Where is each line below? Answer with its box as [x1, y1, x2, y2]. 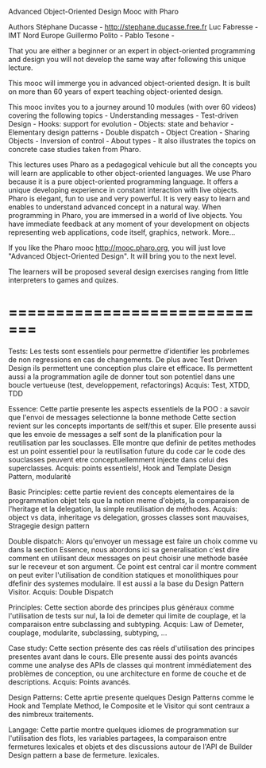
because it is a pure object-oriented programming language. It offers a [8, 177, 239, 186]
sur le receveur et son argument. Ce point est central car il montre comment [8, 561, 256, 571]
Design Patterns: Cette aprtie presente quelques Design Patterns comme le [8, 692, 254, 702]
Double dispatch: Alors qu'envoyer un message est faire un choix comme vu [8, 536, 258, 546]
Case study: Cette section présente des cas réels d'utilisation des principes [8, 643, 256, 653]
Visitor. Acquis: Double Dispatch [8, 587, 114, 596]
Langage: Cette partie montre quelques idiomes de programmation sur [8, 724, 240, 735]
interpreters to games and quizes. [8, 275, 119, 285]
